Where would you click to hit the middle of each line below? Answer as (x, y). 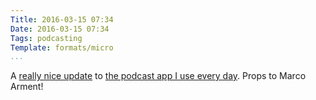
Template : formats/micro (62, 47)
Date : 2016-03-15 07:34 (60, 29)
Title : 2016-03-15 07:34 (62, 19)
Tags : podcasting (46, 38)
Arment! (27, 87)
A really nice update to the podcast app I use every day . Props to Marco (158, 76)
